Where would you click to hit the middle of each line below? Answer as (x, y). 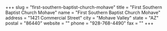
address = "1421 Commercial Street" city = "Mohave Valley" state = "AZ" (82, 18)
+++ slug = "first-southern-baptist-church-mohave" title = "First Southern (84, 7)
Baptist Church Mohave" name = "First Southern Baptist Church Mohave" (83, 12)
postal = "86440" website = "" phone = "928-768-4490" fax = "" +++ (80, 23)
